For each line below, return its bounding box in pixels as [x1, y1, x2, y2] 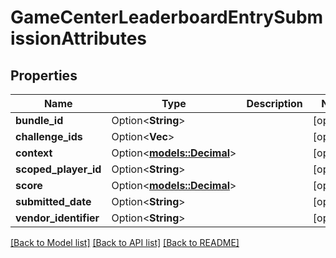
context [15, 146, 53, 160]
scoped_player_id [15, 162, 102, 176]
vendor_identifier [15, 211, 100, 225]
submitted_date [15, 195, 92, 208]
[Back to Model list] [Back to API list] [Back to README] [10, 237, 240, 248]
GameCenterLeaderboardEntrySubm [10, 6, 324, 29]
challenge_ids [15, 130, 83, 143]
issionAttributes [10, 27, 148, 50]
